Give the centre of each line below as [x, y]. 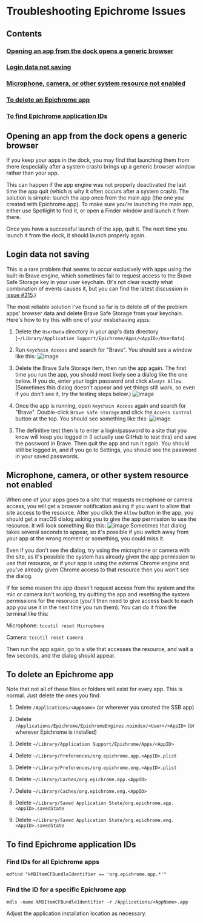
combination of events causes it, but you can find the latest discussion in [97, 288]
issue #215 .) [21, 295]
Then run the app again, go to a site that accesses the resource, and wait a [100, 649]
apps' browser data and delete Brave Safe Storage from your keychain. [95, 313]
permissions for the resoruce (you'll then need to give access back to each [100, 601]
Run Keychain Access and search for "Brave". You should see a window [103, 350]
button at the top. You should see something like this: [82, 419]
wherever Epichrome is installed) [56, 732]
